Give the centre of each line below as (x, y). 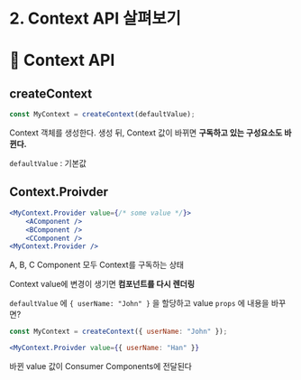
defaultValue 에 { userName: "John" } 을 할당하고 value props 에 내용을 (139, 303)
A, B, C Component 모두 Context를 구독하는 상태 (97, 265)
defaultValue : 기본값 (48, 163)
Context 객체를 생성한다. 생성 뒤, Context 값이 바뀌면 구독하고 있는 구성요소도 (146, 133)
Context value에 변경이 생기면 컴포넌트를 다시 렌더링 (102, 284)
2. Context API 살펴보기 (96, 19)
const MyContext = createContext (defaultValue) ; (102, 115)
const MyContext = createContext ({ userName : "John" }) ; (119, 332)
